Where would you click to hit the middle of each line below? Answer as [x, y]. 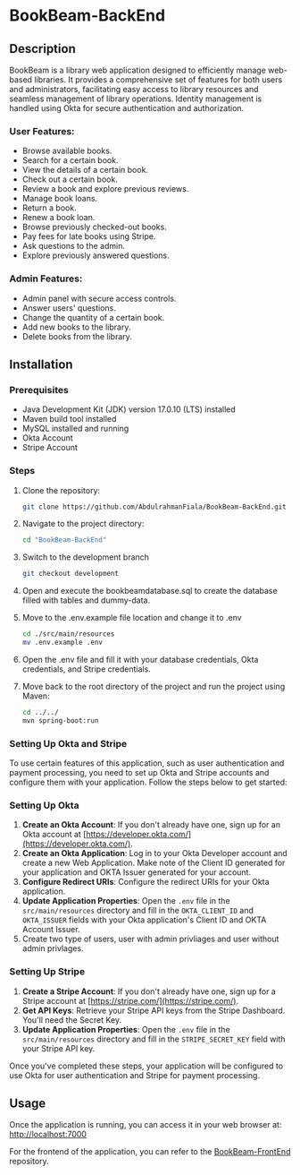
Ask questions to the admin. [73, 246]
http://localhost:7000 [48, 1135]
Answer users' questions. [69, 308]
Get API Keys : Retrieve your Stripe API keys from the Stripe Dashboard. [154, 1010]
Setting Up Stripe [47, 972]
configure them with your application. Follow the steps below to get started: [148, 782]
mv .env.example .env [62, 643]
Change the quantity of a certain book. [93, 317]
